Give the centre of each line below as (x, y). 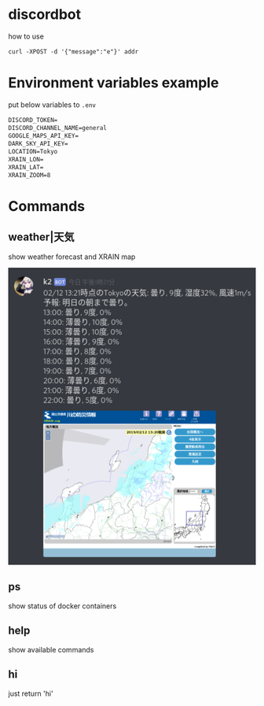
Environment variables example (114, 83)
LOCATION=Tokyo (33, 151)
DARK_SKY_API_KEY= (38, 143)
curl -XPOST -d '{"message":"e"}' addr (73, 52)
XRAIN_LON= (26, 159)
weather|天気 (41, 237)
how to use (26, 36)
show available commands (51, 649)
